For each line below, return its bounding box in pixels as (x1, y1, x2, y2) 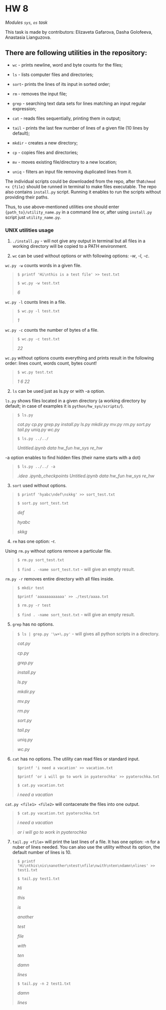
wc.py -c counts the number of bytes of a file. (5, 327, 99, 333)
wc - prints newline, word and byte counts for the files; (12, 62, 123, 68)
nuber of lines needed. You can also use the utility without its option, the (12, 844, 160, 850)
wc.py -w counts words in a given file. (5, 263, 82, 269)
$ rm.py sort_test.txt (17, 558, 64, 563)
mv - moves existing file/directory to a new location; (12, 159, 117, 165)
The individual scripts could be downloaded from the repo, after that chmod (5, 178, 156, 184)
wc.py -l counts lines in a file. (5, 299, 66, 305)
